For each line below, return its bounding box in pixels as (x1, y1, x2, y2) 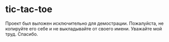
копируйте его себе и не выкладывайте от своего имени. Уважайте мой (5, 25, 162, 31)
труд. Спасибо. (5, 31, 38, 37)
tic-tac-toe (5, 4, 52, 15)
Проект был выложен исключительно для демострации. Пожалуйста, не (5, 20, 164, 26)
